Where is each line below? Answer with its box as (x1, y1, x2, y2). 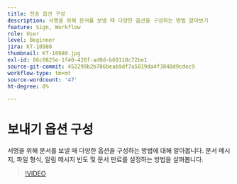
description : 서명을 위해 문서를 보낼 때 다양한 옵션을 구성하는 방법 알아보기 (7, 17, 209, 24)
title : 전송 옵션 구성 (7, 10, 66, 18)
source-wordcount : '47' (7, 76, 78, 84)
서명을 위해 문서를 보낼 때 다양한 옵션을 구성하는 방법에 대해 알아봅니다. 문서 (7, 146, 218, 155)
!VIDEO (24, 169, 46, 178)
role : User (7, 30, 40, 38)
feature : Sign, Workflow (7, 23, 81, 30)
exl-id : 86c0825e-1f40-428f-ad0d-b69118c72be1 (7, 57, 148, 64)
